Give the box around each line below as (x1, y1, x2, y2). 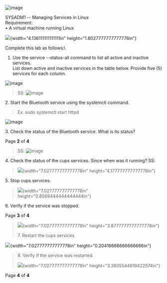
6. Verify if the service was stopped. (5, 203, 80, 209)
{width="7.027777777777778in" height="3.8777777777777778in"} (22, 223, 160, 229)
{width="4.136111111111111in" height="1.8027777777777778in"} (10, 35, 137, 41)
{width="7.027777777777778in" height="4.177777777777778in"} (22, 168, 156, 174)
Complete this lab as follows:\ (5, 45, 66, 51)
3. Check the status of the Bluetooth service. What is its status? (5, 129, 136, 134)
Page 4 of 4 (5, 273, 30, 278)
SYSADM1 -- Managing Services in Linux (5, 14, 89, 20)
